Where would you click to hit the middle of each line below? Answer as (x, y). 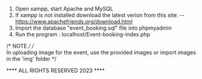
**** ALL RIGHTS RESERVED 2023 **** (56, 71)
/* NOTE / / (20, 46)
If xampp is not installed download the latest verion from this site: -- (100, 15)
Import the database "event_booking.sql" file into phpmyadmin (93, 28)
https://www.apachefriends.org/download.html (74, 21)
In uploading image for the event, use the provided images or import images (101, 52)
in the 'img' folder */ (31, 59)
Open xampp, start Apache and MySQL (64, 9)
